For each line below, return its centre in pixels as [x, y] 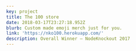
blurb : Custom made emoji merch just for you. [64, 28]
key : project [22, 11]
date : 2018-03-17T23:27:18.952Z [46, 22]
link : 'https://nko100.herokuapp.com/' [55, 33]
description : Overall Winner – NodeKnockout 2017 [68, 39]
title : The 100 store [33, 17]
